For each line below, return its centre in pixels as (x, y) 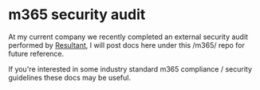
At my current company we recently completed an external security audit (128, 37)
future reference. (36, 53)
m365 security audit (77, 15)
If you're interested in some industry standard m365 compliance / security (130, 68)
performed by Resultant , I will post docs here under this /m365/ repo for (127, 45)
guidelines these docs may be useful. (70, 77)
